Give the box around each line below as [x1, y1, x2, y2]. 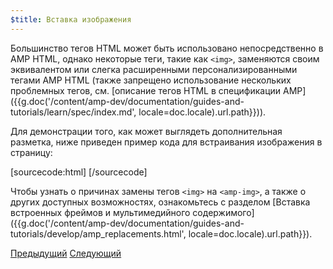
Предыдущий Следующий [10, 247, 122, 259]
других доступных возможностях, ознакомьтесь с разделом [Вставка [10, 196, 311, 208]
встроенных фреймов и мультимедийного [10, 206, 191, 218]
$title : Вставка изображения [10, 14, 132, 25]
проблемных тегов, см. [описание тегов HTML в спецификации [10, 84, 282, 96]
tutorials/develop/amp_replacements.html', [10, 227, 187, 240]
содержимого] [192, 206, 255, 218]
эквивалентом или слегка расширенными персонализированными [10, 63, 298, 75]
